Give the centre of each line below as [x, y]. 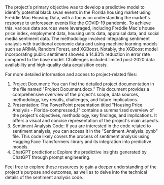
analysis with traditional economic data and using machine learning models [81, 44]
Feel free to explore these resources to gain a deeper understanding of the [81, 167]
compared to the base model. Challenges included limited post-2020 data [80, 59]
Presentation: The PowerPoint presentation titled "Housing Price [77, 105]
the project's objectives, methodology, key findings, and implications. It [84, 115]
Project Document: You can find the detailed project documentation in [83, 84]
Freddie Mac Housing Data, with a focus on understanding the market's [78, 18]
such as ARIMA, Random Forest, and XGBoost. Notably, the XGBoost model [82, 49]
